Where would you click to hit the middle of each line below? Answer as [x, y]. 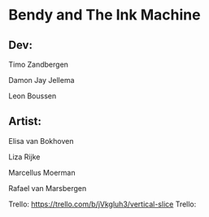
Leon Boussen [33, 96]
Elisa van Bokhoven [41, 141]
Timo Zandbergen [39, 64]
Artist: [25, 122]
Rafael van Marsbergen [48, 188]
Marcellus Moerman [42, 172]
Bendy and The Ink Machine [104, 15]
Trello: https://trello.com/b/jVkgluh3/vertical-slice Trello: [102, 204]
